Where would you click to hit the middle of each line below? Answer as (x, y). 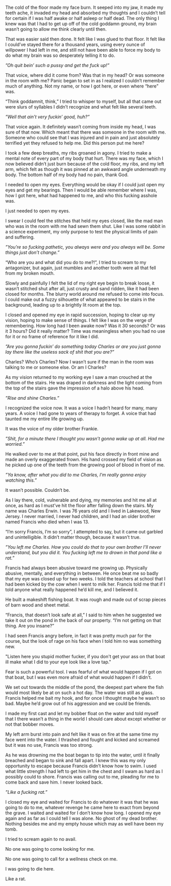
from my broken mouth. (30, 273)
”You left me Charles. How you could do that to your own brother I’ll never (83, 547)
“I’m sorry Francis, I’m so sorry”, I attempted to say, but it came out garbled (84, 532)
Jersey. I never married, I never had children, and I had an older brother (80, 516)
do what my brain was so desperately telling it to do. (60, 55)
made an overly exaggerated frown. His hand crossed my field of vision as (83, 459)
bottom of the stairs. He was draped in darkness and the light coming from (84, 383)
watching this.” (21, 480)
